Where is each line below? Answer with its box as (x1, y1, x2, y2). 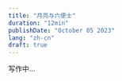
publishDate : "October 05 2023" (8, 26, 115, 34)
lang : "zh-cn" (8, 33, 55, 42)
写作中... (8, 64, 36, 74)
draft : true (8, 41, 48, 49)
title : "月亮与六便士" (8, 11, 76, 20)
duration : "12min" (8, 19, 69, 27)
